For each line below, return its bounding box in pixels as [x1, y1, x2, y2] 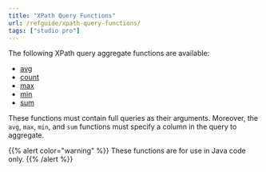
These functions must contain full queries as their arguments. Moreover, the [8, 114, 258, 123]
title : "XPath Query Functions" [8, 11, 116, 20]
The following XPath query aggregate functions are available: [8, 49, 210, 58]
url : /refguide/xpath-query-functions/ [8, 19, 141, 27]
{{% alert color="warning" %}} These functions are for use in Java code [8, 146, 246, 156]
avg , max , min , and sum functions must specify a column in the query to [8, 122, 237, 132]
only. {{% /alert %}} [8, 154, 73, 164]
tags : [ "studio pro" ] [8, 26, 81, 34]
